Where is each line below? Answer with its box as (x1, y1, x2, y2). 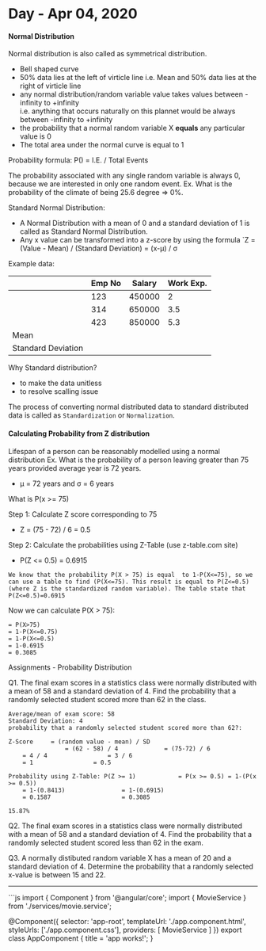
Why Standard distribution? (8, 363, 97, 372)
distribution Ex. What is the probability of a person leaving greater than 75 (8, 455, 249, 464)
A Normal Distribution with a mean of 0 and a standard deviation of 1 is (19, 219, 250, 228)
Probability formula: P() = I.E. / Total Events (8, 155, 149, 165)
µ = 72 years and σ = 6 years (19, 479, 115, 488)
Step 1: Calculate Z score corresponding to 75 (8, 509, 158, 519)
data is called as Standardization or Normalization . (8, 411, 176, 420)
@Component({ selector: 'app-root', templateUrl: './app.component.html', (8, 916, 247, 926)
